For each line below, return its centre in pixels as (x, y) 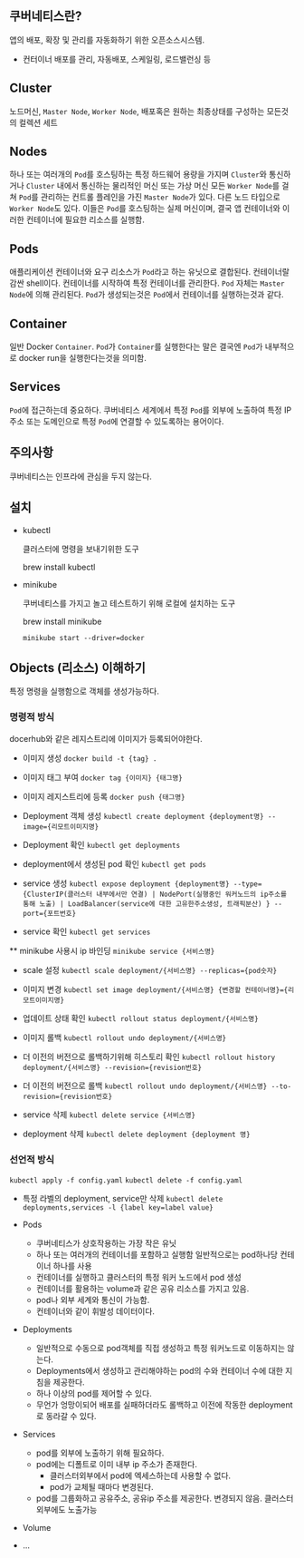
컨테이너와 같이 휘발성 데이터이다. (95, 1311)
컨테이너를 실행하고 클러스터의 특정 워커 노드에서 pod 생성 (138, 1277)
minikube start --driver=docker (83, 638)
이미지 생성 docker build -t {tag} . (90, 758)
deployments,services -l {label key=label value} (118, 1207)
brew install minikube (62, 621)
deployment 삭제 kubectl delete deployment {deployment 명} (136, 1134)
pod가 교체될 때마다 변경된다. (101, 1486)
